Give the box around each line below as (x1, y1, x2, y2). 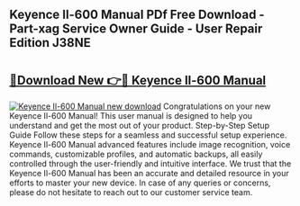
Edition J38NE (9, 35, 92, 50)
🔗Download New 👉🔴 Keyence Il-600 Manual (9, 72, 267, 88)
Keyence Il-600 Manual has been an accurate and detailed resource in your (9, 168, 290, 178)
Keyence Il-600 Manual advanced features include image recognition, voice (9, 139, 291, 149)
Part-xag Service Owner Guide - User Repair (9, 22, 263, 37)
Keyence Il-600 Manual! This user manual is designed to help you (9, 111, 253, 121)
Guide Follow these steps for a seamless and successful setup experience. (9, 130, 287, 140)
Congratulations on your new (163, 101, 271, 112)
